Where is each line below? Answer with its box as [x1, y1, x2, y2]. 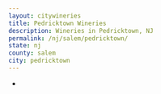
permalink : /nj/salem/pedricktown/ [8, 34, 129, 43]
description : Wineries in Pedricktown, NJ [8, 27, 154, 35]
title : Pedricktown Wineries [8, 19, 107, 27]
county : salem [8, 49, 57, 57]
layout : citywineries [8, 11, 82, 20]
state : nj [8, 42, 42, 50]
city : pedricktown [8, 57, 70, 65]
